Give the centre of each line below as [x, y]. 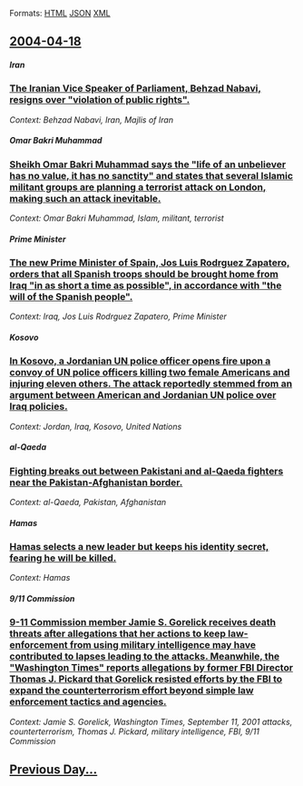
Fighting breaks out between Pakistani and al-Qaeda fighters [147, 471]
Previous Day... [54, 770]
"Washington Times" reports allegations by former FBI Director [151, 668]
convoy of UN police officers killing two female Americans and [150, 373]
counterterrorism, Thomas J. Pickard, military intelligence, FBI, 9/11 [135, 731]
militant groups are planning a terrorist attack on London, [138, 187]
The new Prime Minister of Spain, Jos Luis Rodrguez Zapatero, [150, 263]
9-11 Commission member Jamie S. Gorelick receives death [143, 622]
